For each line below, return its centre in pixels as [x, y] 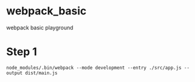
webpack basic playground [40, 28]
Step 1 [22, 52]
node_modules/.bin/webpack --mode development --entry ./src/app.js [94, 68]
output [14, 73]
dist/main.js [42, 73]
